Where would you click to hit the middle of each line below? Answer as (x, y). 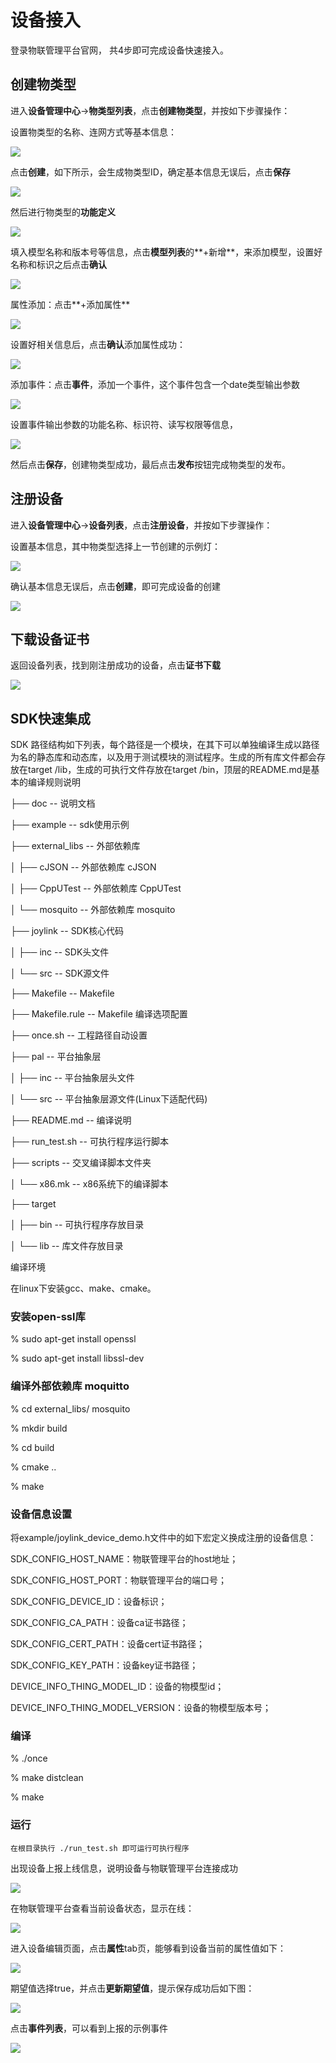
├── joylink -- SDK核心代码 (67, 931)
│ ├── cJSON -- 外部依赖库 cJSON (83, 867)
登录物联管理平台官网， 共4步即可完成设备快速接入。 (119, 50)
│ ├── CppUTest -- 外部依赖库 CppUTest (96, 888)
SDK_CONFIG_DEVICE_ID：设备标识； (89, 1602)
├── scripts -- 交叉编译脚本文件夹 (81, 1163)
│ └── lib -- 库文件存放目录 (67, 1246)
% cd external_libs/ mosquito (70, 1408)
